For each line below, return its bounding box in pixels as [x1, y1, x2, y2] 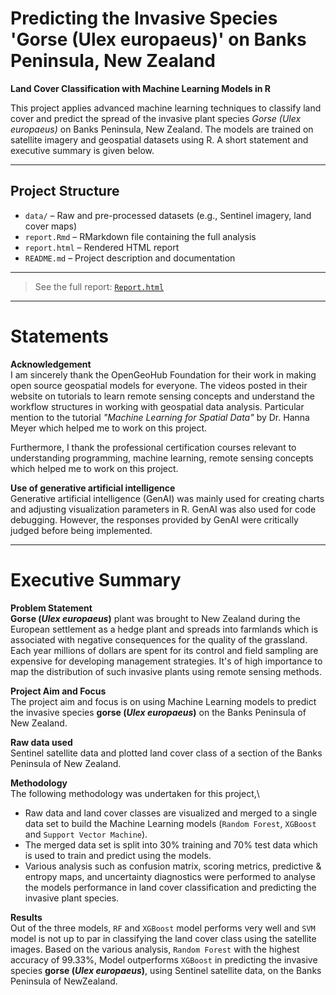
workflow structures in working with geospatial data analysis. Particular [10, 400, 305, 412]
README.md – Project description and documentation [24, 252, 236, 264]
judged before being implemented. [10, 524, 153, 536]
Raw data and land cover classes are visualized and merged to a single [24, 807, 318, 819]
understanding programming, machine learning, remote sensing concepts [10, 452, 314, 464]
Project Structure [10, 183, 120, 200]
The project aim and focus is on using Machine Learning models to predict [10, 695, 317, 707]
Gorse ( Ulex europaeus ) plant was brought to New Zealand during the [10, 612, 301, 624]
